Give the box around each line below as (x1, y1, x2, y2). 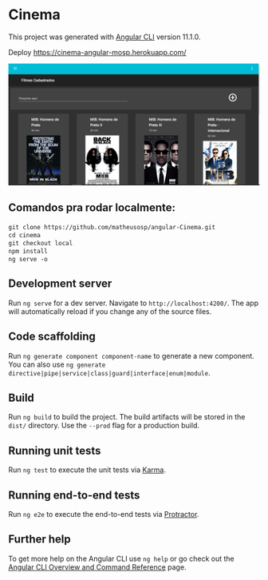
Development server (8, 277, 112, 291)
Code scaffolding (8, 330, 96, 344)
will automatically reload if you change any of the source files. (8, 306, 212, 316)
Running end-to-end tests (8, 488, 140, 502)
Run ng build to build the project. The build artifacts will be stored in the (8, 412, 246, 422)
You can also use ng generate (8, 360, 106, 369)
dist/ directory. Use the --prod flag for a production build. (8, 421, 199, 431)
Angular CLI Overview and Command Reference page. (8, 562, 187, 572)
